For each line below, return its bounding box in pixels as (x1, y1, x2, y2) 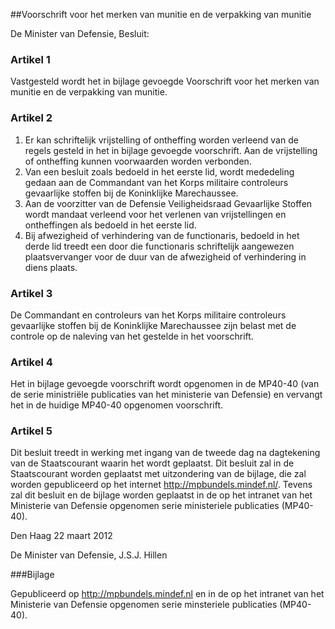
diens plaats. (24, 261, 78, 273)
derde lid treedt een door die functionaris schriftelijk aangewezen (24, 240, 295, 252)
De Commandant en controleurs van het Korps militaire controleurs (10, 309, 287, 321)
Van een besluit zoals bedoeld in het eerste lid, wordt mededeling (24, 165, 295, 178)
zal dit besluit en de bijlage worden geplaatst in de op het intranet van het (10, 489, 313, 501)
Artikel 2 (10, 111, 53, 125)
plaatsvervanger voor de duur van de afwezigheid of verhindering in (24, 250, 307, 263)
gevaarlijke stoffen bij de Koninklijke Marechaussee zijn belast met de (10, 319, 297, 331)
